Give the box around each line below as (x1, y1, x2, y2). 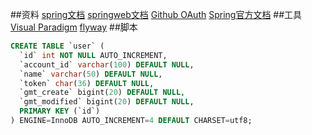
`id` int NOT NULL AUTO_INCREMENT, (19, 50, 168, 60)
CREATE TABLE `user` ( (10, 41, 105, 51)
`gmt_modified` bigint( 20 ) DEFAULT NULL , (19, 97, 195, 107)
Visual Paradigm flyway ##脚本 (10, 21, 138, 33)
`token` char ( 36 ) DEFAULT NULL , (19, 78, 155, 88)
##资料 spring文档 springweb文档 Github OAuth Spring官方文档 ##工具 (10, 9, 303, 20)
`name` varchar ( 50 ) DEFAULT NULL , (19, 69, 163, 79)
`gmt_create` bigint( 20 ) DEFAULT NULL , (19, 88, 186, 98)
